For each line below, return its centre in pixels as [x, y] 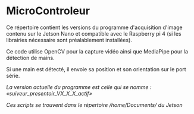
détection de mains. [30, 58]
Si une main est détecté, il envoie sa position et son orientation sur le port [96, 69]
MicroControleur [48, 11]
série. [13, 75]
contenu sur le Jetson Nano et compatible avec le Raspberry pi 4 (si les [94, 33]
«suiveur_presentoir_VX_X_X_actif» [49, 93]
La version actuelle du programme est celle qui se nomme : [79, 87]
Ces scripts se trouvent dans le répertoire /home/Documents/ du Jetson [94, 104]
